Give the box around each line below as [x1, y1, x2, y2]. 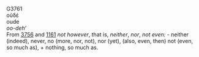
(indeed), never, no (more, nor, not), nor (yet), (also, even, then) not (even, [6, 38, 193, 44]
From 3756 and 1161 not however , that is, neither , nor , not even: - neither [6, 31, 189, 38]
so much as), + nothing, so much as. [6, 44, 99, 51]
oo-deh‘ [6, 24, 26, 32]
